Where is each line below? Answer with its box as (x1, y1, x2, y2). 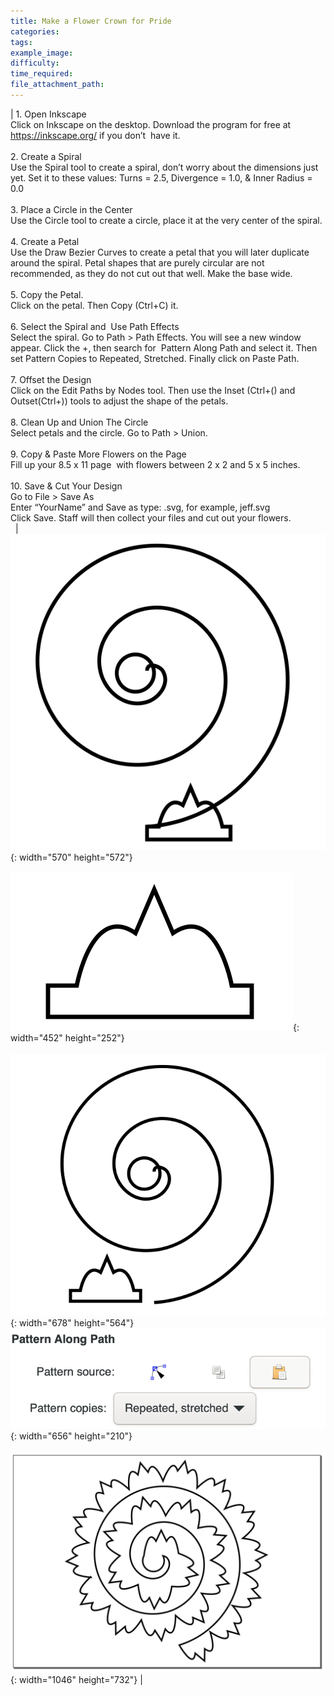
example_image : (10, 48, 74, 58)
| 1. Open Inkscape (10, 108, 87, 120)
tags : (10, 37, 33, 47)
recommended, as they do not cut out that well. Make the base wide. (10, 267, 293, 279)
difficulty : (10, 58, 60, 69)
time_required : (10, 69, 74, 79)
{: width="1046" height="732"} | (10, 1673, 143, 1685)
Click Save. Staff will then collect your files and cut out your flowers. (10, 511, 292, 524)
